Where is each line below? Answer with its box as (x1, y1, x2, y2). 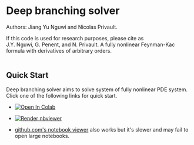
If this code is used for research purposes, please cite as (6, 34, 144, 42)
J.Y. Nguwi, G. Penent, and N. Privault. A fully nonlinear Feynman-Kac (6, 41, 175, 48)
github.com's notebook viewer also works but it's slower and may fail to (14, 126, 189, 133)
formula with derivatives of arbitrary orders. (6, 47, 112, 54)
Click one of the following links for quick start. (6, 92, 118, 99)
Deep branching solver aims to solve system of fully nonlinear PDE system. (6, 86, 188, 93)
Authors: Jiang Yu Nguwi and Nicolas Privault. (6, 23, 118, 30)
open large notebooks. (14, 132, 69, 139)
